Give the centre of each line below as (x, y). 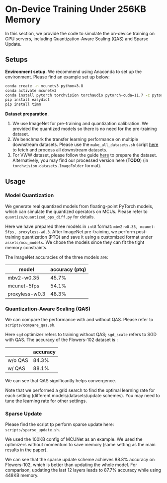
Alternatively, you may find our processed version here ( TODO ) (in (80, 160)
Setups (17, 60)
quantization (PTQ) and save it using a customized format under (87, 237)
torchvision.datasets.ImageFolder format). (57, 166)
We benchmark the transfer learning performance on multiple (75, 139)
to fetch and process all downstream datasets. (60, 150)
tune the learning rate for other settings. (46, 401)
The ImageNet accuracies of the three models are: (57, 257)
